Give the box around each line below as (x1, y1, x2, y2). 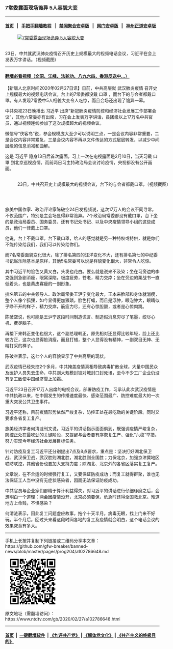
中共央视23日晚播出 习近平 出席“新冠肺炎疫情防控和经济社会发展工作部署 (5, 108, 152, 113)
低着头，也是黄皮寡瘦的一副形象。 (5, 281, 74, 286)
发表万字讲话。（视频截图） (5, 56, 59, 62)
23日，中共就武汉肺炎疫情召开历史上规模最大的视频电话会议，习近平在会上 (5, 50, 157, 56)
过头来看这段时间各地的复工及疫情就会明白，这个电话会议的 (39, 516, 160, 522)
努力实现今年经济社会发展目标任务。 (5, 438, 78, 444)
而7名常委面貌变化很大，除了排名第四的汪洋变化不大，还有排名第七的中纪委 (5, 252, 158, 257)
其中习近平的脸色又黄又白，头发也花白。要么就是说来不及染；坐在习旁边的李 (5, 268, 160, 274)
